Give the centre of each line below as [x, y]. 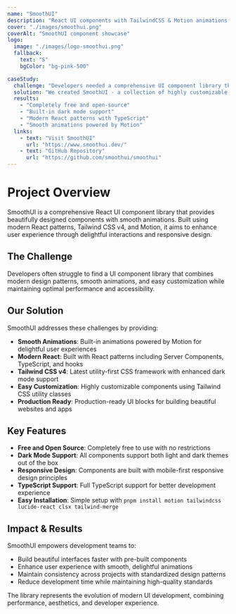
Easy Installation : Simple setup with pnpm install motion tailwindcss [119, 501]
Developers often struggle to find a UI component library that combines [111, 274]
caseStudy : [23, 79]
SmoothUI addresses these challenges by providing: [83, 328]
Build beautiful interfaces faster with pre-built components [102, 559]
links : [23, 131]
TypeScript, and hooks [50, 364]
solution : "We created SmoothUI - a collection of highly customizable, [122, 92]
